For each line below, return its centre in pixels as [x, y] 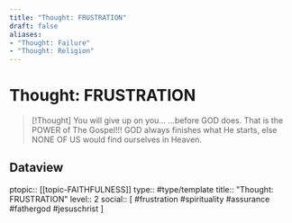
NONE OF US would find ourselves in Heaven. [117, 139]
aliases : [26, 34]
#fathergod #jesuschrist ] [56, 209]
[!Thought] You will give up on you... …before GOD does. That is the [157, 120]
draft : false [34, 26]
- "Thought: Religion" [52, 51]
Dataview [36, 168]
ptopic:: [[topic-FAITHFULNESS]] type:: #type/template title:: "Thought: [141, 189]
